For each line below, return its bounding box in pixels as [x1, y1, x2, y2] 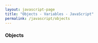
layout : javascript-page [5, 7, 55, 12]
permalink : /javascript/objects [5, 16, 70, 21]
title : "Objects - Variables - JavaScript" [5, 12, 94, 16]
